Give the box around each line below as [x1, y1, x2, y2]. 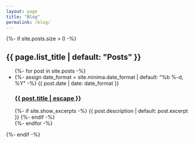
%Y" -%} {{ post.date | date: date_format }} [14, 80, 119, 87]
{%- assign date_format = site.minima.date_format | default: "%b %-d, [14, 74, 184, 81]
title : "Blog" [6, 14, 41, 20]
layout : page [6, 8, 38, 15]
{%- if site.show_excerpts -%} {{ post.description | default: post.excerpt [14, 108, 188, 115]
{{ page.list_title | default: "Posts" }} [6, 52, 142, 62]
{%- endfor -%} [14, 120, 53, 127]
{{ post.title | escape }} [14, 94, 82, 102]
